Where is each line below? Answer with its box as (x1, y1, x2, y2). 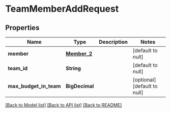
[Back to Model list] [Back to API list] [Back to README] (5, 102, 122, 108)
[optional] (132, 76, 156, 83)
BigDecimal (66, 82, 94, 90)
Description (99, 39, 128, 45)
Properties (5, 23, 40, 32)
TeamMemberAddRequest (5, 3, 119, 15)
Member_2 (66, 50, 93, 57)
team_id (8, 65, 28, 72)
